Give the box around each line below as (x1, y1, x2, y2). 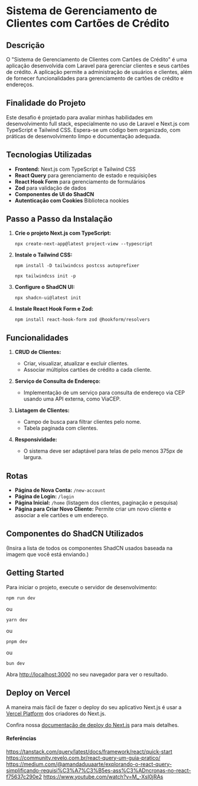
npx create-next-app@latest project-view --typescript (14, 241, 153, 247)
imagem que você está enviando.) (6, 551, 89, 558)
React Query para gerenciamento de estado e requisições (14, 171, 157, 178)
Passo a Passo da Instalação (6, 214, 113, 224)
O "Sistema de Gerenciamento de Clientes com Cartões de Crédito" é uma (6, 56, 187, 63)
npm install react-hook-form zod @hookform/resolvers (14, 317, 150, 323)
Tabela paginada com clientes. (23, 424, 99, 432)
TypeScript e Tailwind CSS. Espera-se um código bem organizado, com (6, 126, 181, 134)
